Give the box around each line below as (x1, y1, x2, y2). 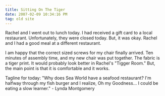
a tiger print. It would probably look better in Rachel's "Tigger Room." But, (5, 60, 156, 66)
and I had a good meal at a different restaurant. (5, 40, 102, 46)
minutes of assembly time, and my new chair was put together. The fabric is (5, 55, 160, 61)
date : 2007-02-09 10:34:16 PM (5, 12, 68, 17)
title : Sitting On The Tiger (5, 7, 65, 12)
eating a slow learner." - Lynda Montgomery (5, 86, 95, 92)
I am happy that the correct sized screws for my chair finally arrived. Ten (5, 50, 154, 56)
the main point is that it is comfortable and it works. (5, 65, 110, 71)
